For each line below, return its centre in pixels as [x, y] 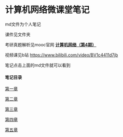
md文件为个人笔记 [23, 24]
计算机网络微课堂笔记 [48, 10]
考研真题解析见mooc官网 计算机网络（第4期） [51, 44]
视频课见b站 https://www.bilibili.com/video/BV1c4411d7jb [61, 55]
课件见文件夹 [18, 34]
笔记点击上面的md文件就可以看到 [38, 65]
